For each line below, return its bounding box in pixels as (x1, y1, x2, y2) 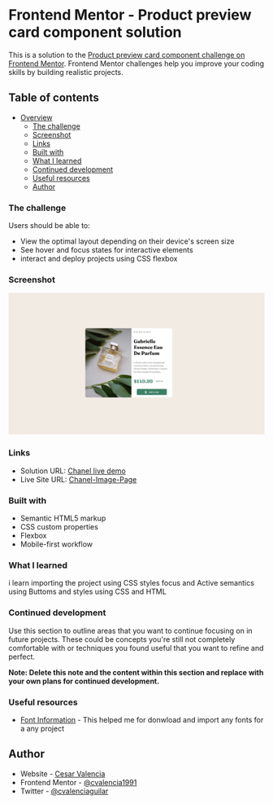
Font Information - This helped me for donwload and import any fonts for (19, 714, 264, 724)
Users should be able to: (8, 221, 91, 231)
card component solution (8, 23, 182, 42)
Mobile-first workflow (19, 539, 93, 549)
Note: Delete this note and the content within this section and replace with (8, 667, 264, 677)
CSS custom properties (19, 522, 99, 532)
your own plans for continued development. (8, 676, 160, 686)
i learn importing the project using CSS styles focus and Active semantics (8, 578, 254, 588)
